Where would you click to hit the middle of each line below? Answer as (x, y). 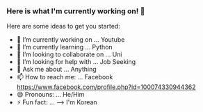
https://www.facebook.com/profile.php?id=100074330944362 (106, 87)
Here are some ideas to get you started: (64, 26)
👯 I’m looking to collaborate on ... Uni (69, 54)
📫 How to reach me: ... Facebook (65, 77)
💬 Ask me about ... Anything (56, 70)
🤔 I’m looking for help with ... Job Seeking (76, 62)
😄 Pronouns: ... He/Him (50, 95)
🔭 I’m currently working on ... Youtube (71, 40)
